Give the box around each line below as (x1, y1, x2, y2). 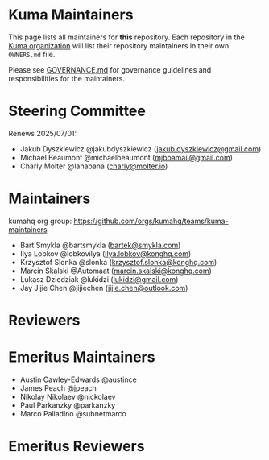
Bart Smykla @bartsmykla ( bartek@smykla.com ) (19, 240, 181, 250)
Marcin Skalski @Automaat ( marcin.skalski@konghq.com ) (19, 266, 212, 276)
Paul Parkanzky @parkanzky (19, 400, 116, 410)
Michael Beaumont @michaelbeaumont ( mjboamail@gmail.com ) (19, 152, 234, 162)
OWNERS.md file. (8, 49, 56, 59)
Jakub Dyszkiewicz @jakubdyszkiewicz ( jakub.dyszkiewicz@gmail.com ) (19, 143, 262, 154)
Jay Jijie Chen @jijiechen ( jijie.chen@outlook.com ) (19, 283, 188, 292)
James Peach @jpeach (19, 383, 97, 392)
